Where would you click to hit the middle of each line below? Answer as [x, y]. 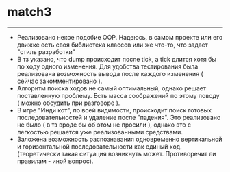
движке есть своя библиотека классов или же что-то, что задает [113, 45]
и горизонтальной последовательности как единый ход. [100, 146]
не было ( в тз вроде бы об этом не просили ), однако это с [104, 125]
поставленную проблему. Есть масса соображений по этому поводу [118, 95]
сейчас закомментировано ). [60, 81]
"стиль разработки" [46, 51]
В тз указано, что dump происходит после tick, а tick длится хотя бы [117, 59]
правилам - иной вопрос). [55, 161]
